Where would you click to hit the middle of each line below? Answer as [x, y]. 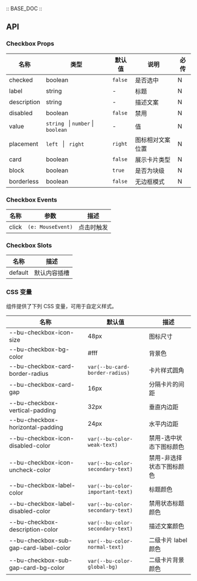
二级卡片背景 [167, 560]
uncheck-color [30, 470]
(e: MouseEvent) [50, 227]
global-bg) [103, 567]
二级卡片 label [168, 540]
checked [21, 80]
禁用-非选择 [166, 458]
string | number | [70, 123]
